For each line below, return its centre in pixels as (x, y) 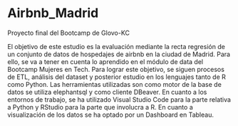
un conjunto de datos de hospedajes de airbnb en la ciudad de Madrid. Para (119, 54)
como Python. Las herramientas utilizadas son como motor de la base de (115, 84)
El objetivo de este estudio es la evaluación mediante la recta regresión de (117, 46)
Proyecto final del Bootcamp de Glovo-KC (69, 33)
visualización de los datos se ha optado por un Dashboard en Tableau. (110, 115)
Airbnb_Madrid (53, 13)
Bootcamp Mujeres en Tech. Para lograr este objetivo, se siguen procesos (116, 69)
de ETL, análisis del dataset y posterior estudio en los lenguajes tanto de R (117, 77)
